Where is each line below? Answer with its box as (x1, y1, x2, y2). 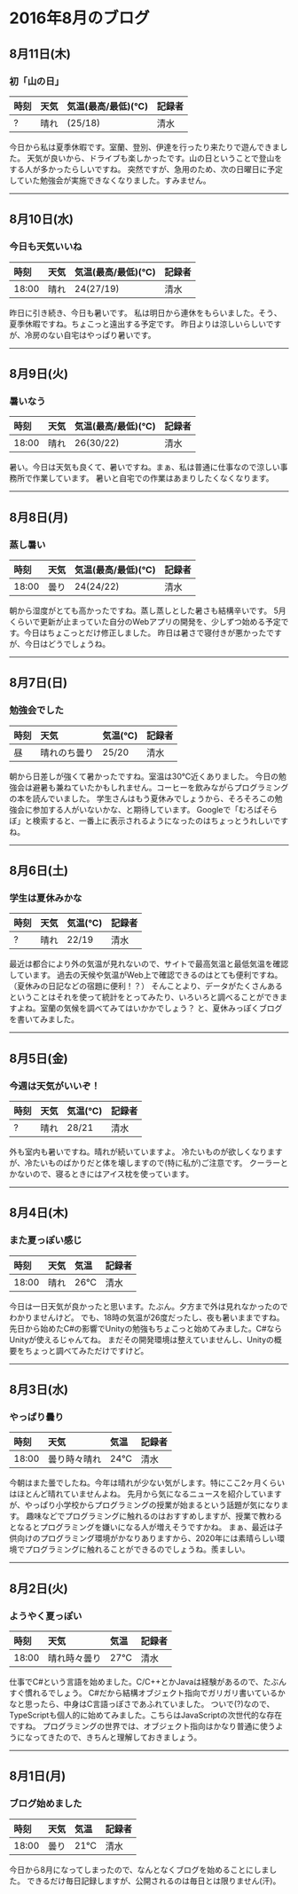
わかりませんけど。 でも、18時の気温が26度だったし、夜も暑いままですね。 (9, 1312, 285, 1323)
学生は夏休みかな (9, 892, 82, 904)
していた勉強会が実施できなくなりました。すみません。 (9, 175, 211, 185)
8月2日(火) (9, 1581, 68, 1596)
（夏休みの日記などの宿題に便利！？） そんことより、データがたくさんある (9, 981, 284, 992)
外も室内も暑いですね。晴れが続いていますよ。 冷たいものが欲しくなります (9, 1146, 284, 1157)
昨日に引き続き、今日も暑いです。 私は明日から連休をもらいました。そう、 (9, 307, 282, 318)
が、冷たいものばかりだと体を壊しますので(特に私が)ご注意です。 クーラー (9, 1158, 281, 1167)
